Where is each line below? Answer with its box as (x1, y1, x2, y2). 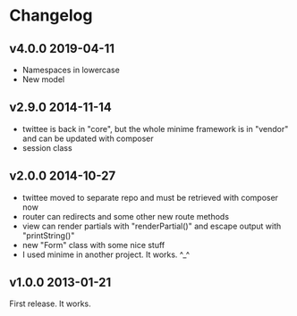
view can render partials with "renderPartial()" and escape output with (21, 220, 282, 231)
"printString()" (21, 229, 75, 241)
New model (21, 74, 65, 85)
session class (21, 142, 73, 153)
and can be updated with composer (21, 133, 154, 144)
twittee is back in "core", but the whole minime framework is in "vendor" (21, 123, 289, 134)
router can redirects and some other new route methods (21, 211, 230, 221)
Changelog (9, 5, 93, 26)
